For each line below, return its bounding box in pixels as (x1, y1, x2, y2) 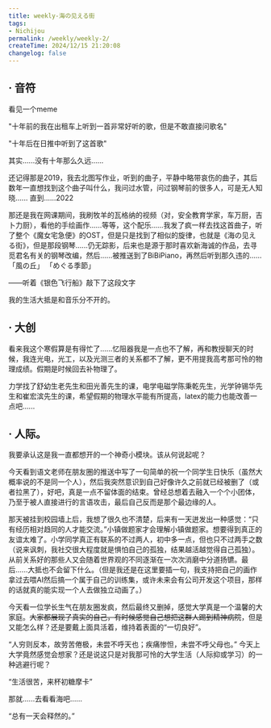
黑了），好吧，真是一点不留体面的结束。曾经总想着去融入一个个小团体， (22, 487, 260, 497)
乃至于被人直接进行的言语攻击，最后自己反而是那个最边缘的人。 (8, 497, 220, 507)
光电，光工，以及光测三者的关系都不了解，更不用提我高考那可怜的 (35, 354, 256, 363)
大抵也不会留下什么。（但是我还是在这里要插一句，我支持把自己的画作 (27, 565, 258, 575)
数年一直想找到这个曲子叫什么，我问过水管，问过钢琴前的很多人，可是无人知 (8, 182, 263, 192)
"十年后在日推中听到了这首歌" (8, 138, 107, 148)
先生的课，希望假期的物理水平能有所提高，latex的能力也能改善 (43, 391, 251, 400)
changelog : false (8, 49, 67, 57)
